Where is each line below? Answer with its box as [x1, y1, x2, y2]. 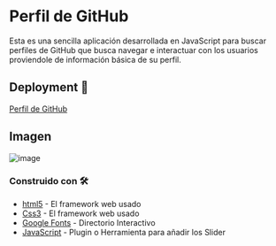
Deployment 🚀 [9, 80, 88, 95]
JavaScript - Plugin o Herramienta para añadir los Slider [21, 227, 226, 237]
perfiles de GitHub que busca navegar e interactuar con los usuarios [9, 44, 258, 55]
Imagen [9, 129, 52, 144]
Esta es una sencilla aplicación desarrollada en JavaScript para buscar [9, 35, 267, 46]
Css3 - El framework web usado [21, 208, 140, 219]
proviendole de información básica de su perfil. [9, 54, 181, 65]
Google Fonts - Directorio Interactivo [21, 217, 157, 227]
